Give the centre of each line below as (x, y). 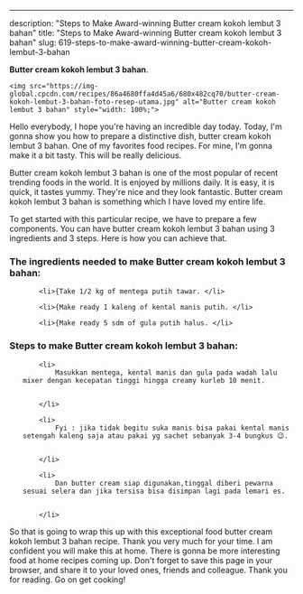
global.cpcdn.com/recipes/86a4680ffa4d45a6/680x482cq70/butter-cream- (145, 94)
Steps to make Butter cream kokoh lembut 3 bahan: (124, 346)
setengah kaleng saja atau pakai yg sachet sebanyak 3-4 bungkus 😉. (155, 436)
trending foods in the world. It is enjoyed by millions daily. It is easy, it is (142, 182)
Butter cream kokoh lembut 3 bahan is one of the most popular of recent (144, 173)
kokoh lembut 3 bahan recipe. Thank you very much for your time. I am (141, 541)
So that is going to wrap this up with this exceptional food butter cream (141, 531)
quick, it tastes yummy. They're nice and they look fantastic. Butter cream (146, 192)
